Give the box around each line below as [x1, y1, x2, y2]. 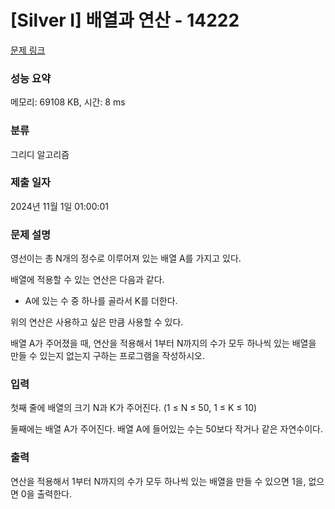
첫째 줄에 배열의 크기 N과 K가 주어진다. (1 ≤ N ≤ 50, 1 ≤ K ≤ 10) [10, 402, 258, 414]
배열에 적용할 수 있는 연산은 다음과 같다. [10, 274, 165, 286]
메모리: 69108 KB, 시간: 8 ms [10, 96, 126, 108]
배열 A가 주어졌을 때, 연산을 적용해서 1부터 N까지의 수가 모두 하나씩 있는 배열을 [10, 337, 317, 350]
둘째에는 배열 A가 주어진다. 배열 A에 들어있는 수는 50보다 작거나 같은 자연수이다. [10, 423, 323, 435]
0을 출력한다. [20, 487, 73, 500]
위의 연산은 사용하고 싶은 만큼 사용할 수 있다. [10, 316, 184, 328]
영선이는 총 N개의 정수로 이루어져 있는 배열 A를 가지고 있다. [10, 252, 242, 265]
